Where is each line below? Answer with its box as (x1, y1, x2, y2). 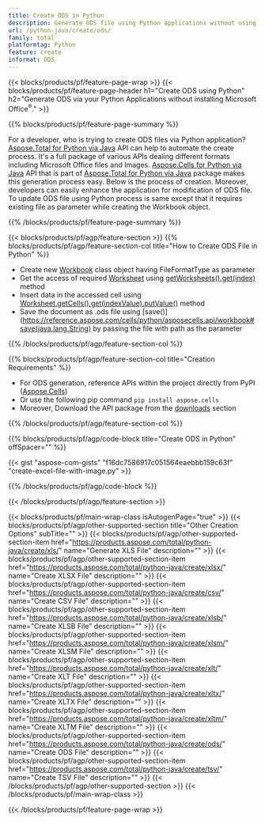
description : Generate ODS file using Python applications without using (8, 19, 257, 27)
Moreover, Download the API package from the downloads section (19, 403, 237, 412)
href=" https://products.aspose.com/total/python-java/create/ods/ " (8, 739, 225, 748)
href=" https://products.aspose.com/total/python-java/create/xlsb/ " (8, 612, 227, 622)
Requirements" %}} (8, 362, 72, 372)
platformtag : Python (8, 41, 77, 49)
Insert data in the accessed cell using (19, 290, 142, 299)
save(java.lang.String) (19, 324, 92, 333)
